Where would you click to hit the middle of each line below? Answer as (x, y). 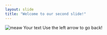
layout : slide (20, 9)
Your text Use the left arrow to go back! (63, 27)
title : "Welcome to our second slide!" (46, 14)
